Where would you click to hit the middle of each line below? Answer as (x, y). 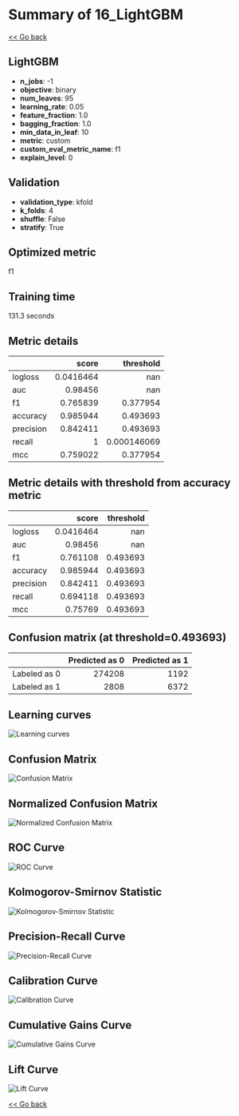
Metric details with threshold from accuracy (119, 483)
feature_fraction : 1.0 (54, 115)
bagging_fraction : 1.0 (55, 123)
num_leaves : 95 (47, 98)
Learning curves (50, 715)
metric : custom (45, 140)
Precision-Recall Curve (67, 937)
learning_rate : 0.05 (52, 106)
